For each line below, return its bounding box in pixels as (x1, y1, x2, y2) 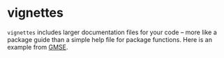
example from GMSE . (7, 43, 68, 51)
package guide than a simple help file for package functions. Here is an (7, 35, 213, 43)
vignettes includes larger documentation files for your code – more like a (7, 28, 218, 36)
